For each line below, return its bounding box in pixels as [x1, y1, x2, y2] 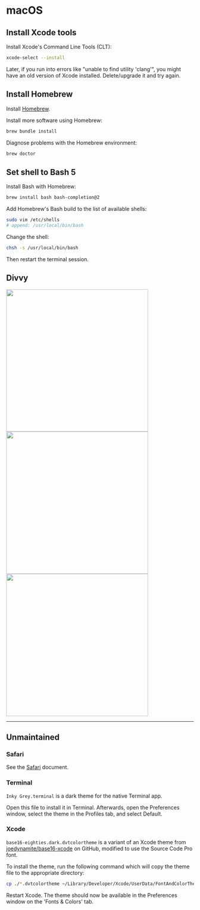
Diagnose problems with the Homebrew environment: [6, 139, 137, 146]
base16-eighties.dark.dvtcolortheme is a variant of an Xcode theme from [6, 838, 186, 845]
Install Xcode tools [6, 27, 77, 38]
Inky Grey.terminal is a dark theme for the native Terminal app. [6, 792, 162, 799]
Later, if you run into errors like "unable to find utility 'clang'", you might [6, 65, 182, 72]
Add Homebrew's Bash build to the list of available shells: [6, 206, 147, 213]
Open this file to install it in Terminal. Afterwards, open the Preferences [6, 804, 180, 811]
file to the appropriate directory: [6, 869, 85, 876]
